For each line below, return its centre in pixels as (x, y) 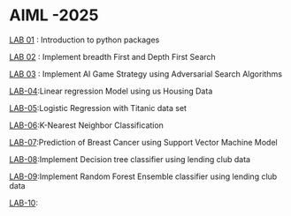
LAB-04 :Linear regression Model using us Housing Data (111, 91)
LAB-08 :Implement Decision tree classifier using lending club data (130, 159)
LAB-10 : (23, 203)
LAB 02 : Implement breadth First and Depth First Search (113, 56)
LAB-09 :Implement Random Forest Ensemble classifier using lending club (143, 176)
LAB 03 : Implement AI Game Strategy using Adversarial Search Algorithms (146, 74)
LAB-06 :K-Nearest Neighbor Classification (86, 125)
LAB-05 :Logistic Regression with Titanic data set (98, 108)
